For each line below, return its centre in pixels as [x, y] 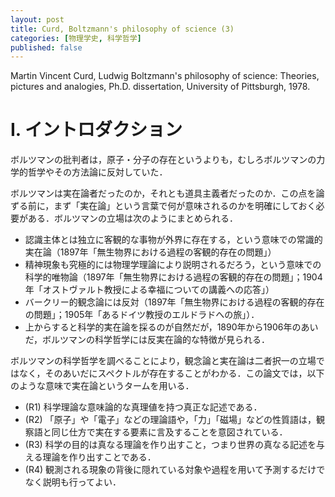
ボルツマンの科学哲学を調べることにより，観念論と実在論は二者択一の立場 [163, 361]
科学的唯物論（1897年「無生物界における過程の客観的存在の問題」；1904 [173, 277]
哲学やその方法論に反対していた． [97, 172]
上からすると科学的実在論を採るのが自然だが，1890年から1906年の [163, 327]
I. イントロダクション [96, 130]
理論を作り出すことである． [99, 457]
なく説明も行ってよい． [73, 482]
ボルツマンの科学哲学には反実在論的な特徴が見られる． [156, 340]
